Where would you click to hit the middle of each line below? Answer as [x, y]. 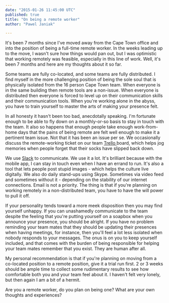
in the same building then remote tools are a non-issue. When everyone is [82, 90]
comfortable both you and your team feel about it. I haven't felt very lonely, [83, 275]
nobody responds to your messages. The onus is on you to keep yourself [81, 238]
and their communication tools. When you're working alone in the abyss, [80, 101]
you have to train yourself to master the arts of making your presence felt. [82, 106]
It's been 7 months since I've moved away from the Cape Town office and [82, 43]
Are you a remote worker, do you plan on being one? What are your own [80, 290]
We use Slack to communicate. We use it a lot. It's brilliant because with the [84, 158]
